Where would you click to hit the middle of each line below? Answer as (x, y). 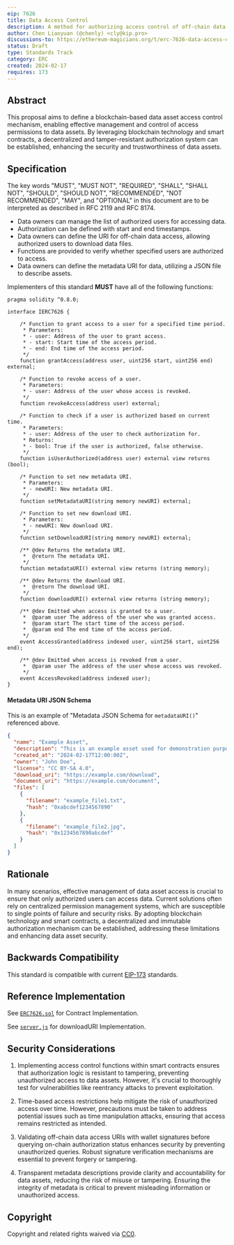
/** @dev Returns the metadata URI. (73, 550)
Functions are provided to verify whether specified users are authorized (120, 251)
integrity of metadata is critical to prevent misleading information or (114, 1188)
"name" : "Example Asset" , (51, 742)
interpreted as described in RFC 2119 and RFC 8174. (81, 208)
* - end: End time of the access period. (84, 349)
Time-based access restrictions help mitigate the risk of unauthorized (117, 1101)
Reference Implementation (66, 996)
